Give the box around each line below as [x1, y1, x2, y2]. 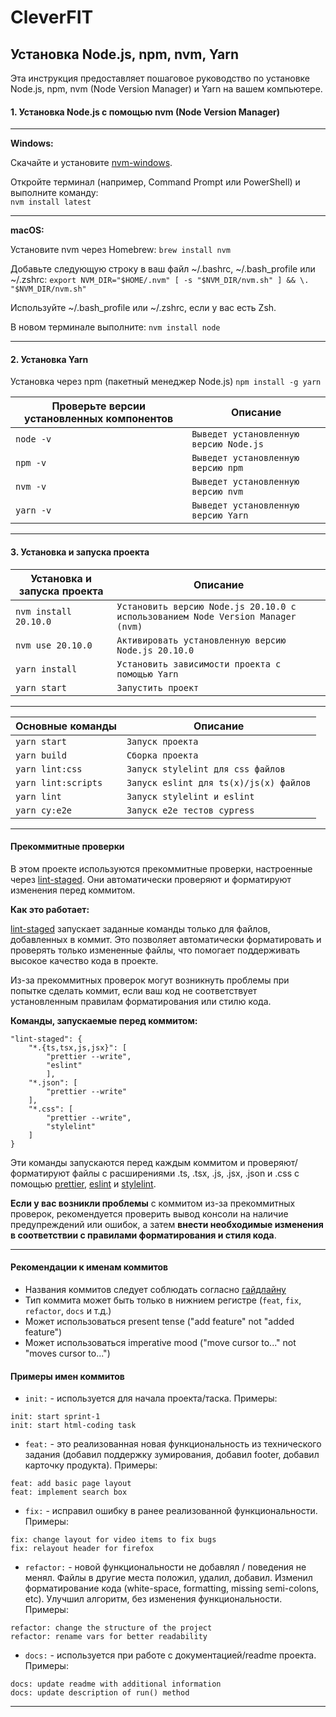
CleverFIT [10, 6, 94, 29]
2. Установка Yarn [10, 353, 89, 365]
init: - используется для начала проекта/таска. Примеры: [24, 1392, 278, 1405]
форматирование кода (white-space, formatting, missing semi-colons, [24, 1582, 320, 1595]
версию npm [191, 462, 244, 474]
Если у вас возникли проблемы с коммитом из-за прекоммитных [10, 1197, 296, 1209]
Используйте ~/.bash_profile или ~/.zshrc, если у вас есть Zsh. [10, 302, 277, 314]
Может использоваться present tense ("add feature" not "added [24, 1316, 295, 1328]
